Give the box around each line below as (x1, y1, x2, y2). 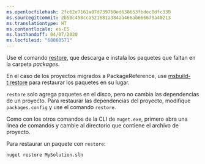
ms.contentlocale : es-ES (6, 26, 70, 32)
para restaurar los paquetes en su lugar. (29, 79, 130, 86)
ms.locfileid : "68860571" (6, 37, 72, 43)
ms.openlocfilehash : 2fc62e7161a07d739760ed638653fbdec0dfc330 (6, 9, 171, 15)
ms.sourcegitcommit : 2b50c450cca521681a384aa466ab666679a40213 (6, 15, 171, 21)
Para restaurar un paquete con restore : (6, 140, 106, 147)
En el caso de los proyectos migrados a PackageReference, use (6, 73, 167, 79)
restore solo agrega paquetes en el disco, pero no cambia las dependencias (6, 91, 199, 98)
